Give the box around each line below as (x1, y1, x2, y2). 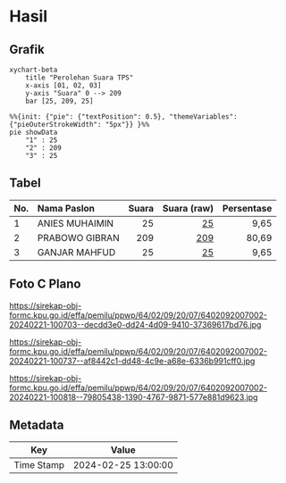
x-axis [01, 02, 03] (25, 81, 102, 90)
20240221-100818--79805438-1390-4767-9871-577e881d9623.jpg (9, 391, 258, 403)
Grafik (9, 42, 45, 57)
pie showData (9, 128, 58, 137)
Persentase (222, 202, 273, 214)
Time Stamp (13, 459, 65, 471)
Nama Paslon (37, 202, 96, 214)
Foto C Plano (9, 277, 81, 292)
